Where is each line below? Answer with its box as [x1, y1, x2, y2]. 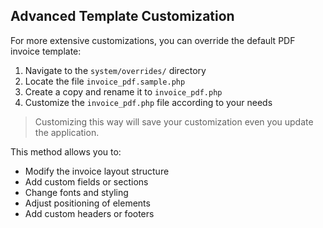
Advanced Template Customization [10, 8, 235, 25]
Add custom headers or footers [24, 207, 155, 219]
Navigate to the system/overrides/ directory [24, 64, 207, 76]
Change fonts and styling [24, 186, 129, 198]
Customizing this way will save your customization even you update [34, 115, 314, 128]
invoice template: [10, 45, 82, 57]
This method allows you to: [10, 145, 122, 158]
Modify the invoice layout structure [24, 165, 170, 177]
